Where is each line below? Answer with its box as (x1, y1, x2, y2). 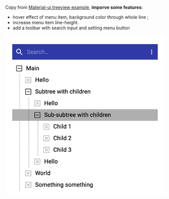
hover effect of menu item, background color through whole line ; (12, 14, 149, 20)
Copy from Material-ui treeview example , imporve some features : (5, 5, 143, 10)
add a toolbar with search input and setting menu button (12, 25, 130, 31)
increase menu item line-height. (12, 20, 79, 25)
